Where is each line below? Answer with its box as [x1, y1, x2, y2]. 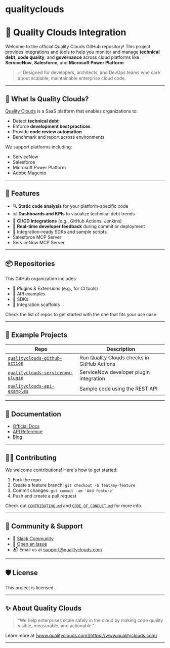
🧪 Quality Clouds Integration [5, 27, 126, 39]
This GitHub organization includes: [5, 275, 77, 282]
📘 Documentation [5, 409, 62, 418]
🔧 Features [5, 189, 40, 198]
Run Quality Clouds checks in [79, 354, 149, 361]
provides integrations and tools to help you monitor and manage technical [5, 49, 160, 55]
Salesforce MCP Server [12, 234, 62, 240]
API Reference [12, 429, 43, 435]
